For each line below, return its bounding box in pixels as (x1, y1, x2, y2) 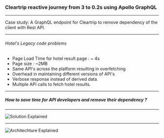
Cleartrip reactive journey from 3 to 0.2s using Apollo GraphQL (5, 4, 157, 11)
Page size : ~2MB (12, 60, 48, 67)
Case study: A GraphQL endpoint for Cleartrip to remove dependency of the (5, 19, 158, 25)
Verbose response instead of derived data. (12, 76, 99, 82)
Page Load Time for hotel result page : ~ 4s (12, 55, 100, 61)
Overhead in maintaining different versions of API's (12, 71, 115, 77)
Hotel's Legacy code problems (5, 40, 67, 46)
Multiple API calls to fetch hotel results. (12, 81, 91, 87)
